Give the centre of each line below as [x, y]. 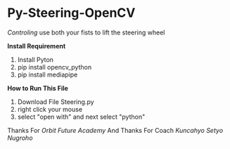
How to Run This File [38, 88]
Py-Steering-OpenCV [71, 13]
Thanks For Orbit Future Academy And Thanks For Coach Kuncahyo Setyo [115, 130]
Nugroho [20, 138]
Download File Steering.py [56, 102]
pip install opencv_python [55, 67]
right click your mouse [50, 109]
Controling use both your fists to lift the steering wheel [86, 32]
